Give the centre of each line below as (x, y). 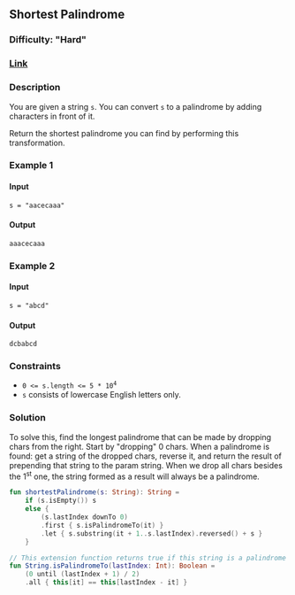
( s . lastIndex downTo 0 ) (84, 517)
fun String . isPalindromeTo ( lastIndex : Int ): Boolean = (112, 566)
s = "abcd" (29, 305)
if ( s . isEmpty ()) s (61, 501)
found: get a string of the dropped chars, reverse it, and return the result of (146, 456)
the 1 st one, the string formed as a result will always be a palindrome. (135, 475)
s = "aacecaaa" (37, 205)
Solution (28, 418)
